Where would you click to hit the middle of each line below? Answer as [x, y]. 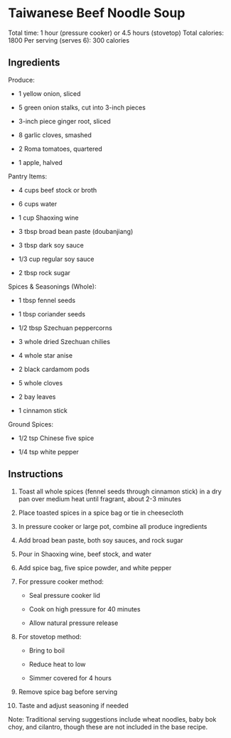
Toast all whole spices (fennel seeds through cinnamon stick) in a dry [120, 491]
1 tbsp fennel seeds [47, 300]
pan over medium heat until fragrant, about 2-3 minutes [100, 498]
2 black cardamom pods [54, 369]
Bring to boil [47, 650]
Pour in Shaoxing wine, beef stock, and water [85, 554]
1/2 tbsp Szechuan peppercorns [65, 328]
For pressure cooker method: [61, 582]
